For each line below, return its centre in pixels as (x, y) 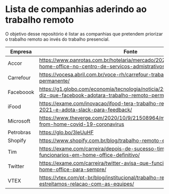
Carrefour (19, 77)
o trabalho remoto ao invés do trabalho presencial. (57, 39)
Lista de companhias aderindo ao (76, 9)
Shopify (17, 140)
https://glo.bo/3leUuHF (66, 132)
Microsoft (19, 121)
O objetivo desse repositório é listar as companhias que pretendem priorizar (84, 34)
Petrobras (19, 132)
